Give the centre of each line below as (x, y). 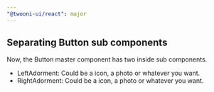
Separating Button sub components (87, 43)
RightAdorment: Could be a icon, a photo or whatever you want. (110, 81)
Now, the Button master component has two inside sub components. (107, 59)
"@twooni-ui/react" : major (47, 14)
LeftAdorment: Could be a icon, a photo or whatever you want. (108, 73)
